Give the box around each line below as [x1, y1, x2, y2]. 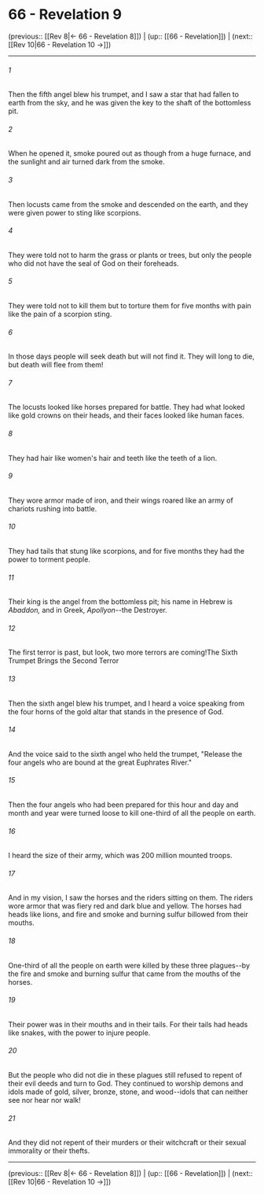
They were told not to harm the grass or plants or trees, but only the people [8, 250, 252, 260]
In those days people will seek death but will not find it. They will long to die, [8, 352, 255, 361]
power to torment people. [8, 555, 90, 564]
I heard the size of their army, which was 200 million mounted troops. [8, 851, 233, 860]
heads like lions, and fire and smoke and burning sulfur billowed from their [8, 910, 249, 919]
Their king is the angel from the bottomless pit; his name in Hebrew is [8, 597, 233, 606]
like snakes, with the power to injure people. [8, 1028, 151, 1037]
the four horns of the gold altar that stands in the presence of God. [8, 706, 224, 717]
